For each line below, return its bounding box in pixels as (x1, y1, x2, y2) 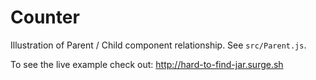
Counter (10, 6, 80, 29)
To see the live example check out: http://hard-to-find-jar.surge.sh (10, 58, 284, 70)
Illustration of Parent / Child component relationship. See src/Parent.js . (10, 39, 307, 51)
